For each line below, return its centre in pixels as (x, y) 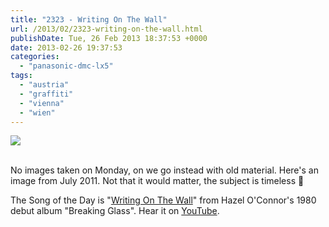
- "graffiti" (46, 94)
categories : (35, 57)
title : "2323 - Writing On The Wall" (89, 19)
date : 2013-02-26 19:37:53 (66, 47)
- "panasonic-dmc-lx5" (66, 66)
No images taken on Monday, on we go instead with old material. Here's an (164, 170)
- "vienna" (42, 103)
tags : (21, 76)
